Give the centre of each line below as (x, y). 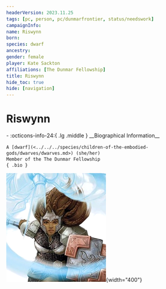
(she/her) (88, 153)
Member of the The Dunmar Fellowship (53, 159)
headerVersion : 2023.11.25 (40, 13)
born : (13, 38)
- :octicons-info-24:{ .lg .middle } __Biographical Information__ (83, 136)
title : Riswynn (25, 76)
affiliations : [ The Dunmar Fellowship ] (56, 70)
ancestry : (19, 51)
